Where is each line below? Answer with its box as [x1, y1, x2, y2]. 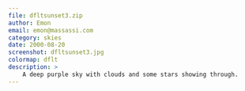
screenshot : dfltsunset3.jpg [8, 48, 104, 56]
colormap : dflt [8, 56, 58, 64]
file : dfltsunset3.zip [8, 11, 83, 20]
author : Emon [8, 19, 51, 27]
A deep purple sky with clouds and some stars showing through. [22, 70, 239, 78]
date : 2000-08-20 [8, 41, 66, 49]
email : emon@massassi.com [8, 26, 93, 34]
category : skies [8, 33, 62, 42]
